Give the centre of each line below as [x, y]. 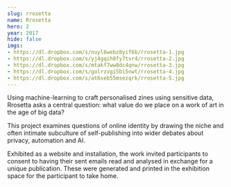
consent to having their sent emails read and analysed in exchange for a [110, 161]
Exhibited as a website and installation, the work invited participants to [108, 154]
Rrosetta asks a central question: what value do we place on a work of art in [115, 105]
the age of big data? [36, 112]
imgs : [15, 46]
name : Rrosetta [29, 20]
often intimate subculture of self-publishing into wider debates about [105, 133]
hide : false [24, 39]
